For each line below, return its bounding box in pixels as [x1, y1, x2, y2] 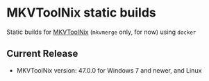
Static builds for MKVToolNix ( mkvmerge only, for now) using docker [6, 28, 197, 36]
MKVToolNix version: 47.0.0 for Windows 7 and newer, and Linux [16, 66, 202, 74]
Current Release [6, 48, 78, 60]
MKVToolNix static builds [6, 5, 157, 21]
